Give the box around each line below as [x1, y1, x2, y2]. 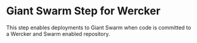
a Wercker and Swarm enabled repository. [6, 30, 110, 37]
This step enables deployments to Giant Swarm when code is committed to [6, 24, 192, 31]
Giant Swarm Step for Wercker [6, 4, 160, 18]
